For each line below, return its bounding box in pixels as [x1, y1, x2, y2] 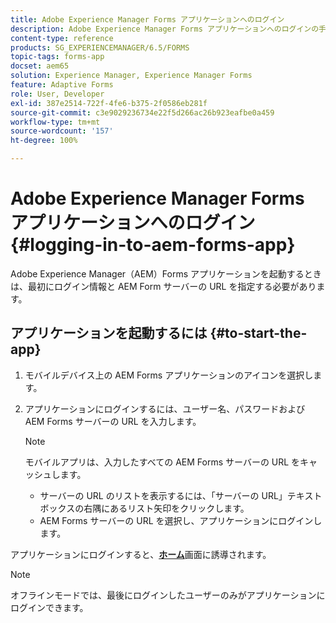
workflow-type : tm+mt [10, 117, 101, 127]
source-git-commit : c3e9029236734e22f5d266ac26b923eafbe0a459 [10, 107, 275, 118]
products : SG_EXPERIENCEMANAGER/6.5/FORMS [10, 42, 190, 53]
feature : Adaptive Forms [10, 80, 114, 90]
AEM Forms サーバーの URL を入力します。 [24, 415, 202, 427]
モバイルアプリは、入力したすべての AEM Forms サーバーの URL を [24, 456, 301, 468]
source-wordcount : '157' [10, 126, 114, 136]
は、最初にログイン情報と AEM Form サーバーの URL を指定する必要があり [10, 280, 317, 292]
